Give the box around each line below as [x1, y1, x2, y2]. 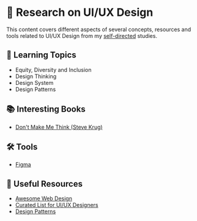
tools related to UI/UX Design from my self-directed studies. [6, 32, 158, 39]
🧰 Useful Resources [6, 178, 83, 189]
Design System [15, 79, 54, 86]
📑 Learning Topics [6, 50, 76, 60]
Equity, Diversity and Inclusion [15, 66, 92, 73]
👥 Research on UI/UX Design [6, 5, 154, 20]
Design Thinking [15, 73, 57, 80]
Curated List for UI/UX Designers [15, 201, 98, 209]
